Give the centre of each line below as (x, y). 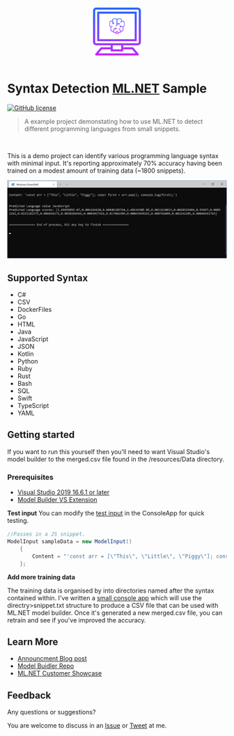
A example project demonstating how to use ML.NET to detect (114, 121)
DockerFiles (34, 310)
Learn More (33, 642)
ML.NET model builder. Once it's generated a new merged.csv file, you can (115, 613)
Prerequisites (30, 477)
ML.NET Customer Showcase (60, 673)
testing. (18, 521)
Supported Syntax (48, 278)
